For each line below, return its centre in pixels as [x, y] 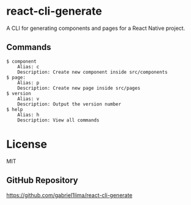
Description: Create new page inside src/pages [79, 88]
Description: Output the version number [69, 104]
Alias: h [28, 115]
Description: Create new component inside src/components [92, 72]
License [27, 144]
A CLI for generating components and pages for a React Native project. [96, 28]
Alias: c [28, 67]
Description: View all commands [58, 120]
